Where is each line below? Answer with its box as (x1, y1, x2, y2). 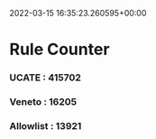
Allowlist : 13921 (9, 119, 82, 132)
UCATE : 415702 (9, 71, 81, 84)
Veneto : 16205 (9, 96, 78, 108)
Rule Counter (9, 40, 110, 60)
